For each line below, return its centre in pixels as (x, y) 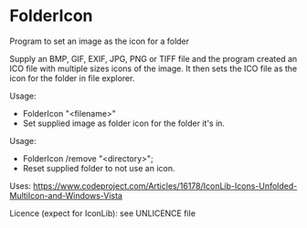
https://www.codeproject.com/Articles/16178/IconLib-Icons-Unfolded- (165, 186)
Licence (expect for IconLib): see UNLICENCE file (103, 213)
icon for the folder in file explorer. (72, 78)
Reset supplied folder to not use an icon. (99, 168)
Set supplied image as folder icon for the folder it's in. (124, 123)
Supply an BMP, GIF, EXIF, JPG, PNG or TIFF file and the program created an (153, 58)
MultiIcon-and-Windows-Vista (66, 195)
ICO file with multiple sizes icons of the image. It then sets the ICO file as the (153, 68)
